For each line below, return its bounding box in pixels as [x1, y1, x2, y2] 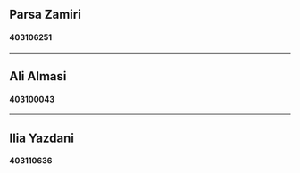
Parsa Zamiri [9, 7, 82, 22]
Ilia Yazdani [9, 130, 74, 145]
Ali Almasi [9, 69, 67, 84]
